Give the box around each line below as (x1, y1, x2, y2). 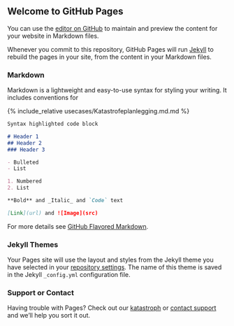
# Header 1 (7, 133, 39, 140)
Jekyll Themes (7, 239, 59, 249)
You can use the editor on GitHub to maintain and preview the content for (7, 24, 218, 32)
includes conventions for (7, 94, 79, 102)
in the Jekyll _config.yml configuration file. (7, 271, 131, 279)
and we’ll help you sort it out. (7, 311, 91, 320)
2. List (7, 185, 30, 192)
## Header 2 (7, 139, 42, 146)
